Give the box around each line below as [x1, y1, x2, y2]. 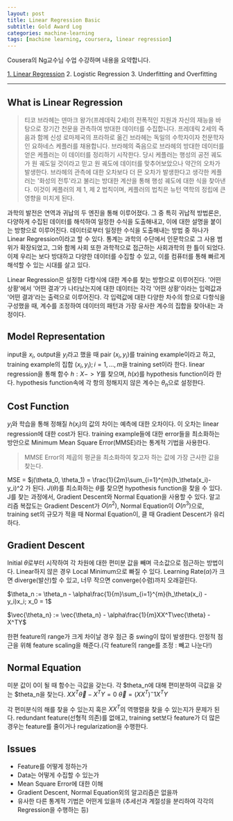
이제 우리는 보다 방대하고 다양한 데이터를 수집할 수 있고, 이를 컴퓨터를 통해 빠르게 [7, 251, 225, 260]
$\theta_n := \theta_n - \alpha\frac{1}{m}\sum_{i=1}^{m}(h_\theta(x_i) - [7, 590, 207, 598]
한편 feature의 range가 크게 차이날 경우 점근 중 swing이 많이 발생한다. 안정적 [7, 633, 216, 641]
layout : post [7, 10, 45, 17]
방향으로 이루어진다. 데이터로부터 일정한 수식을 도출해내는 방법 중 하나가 [14, 226, 209, 234]
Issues [7, 743, 37, 754]
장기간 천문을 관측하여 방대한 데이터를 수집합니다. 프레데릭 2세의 [42, 124, 217, 133]
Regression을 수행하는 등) [17, 806, 89, 814]
